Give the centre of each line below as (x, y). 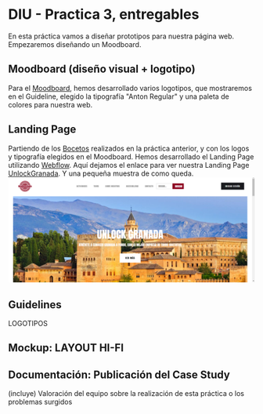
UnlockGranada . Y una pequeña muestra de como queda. (101, 173)
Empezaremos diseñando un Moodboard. (75, 44)
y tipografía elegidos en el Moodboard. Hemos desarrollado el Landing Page (131, 156)
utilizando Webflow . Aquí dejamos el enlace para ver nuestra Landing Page (129, 165)
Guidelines (35, 305)
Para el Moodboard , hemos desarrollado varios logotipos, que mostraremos (130, 88)
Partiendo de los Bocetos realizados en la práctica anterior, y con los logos (129, 148)
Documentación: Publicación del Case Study (119, 374)
